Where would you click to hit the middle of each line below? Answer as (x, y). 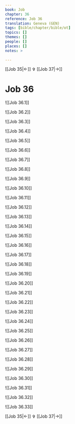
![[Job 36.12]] (19, 207)
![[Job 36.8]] (18, 169)
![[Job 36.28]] (19, 359)
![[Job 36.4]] (18, 131)
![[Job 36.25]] (19, 331)
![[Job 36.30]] (19, 378)
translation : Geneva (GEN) (32, 23)
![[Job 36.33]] (19, 407)
